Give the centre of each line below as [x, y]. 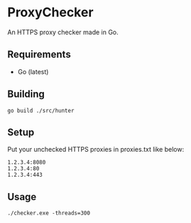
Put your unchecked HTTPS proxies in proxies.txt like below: [96, 150]
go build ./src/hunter [41, 110]
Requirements [39, 55]
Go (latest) [33, 71]
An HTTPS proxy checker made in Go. [63, 32]
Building [26, 94]
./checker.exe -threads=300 [49, 213]
